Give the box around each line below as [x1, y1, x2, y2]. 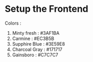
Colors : [5, 20, 21, 26]
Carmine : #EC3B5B [12, 35, 55, 42]
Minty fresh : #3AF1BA [12, 30, 60, 36]
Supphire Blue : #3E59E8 [12, 40, 65, 47]
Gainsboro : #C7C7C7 [12, 52, 58, 58]
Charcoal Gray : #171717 [12, 46, 62, 52]
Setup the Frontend [5, 3, 88, 15]
